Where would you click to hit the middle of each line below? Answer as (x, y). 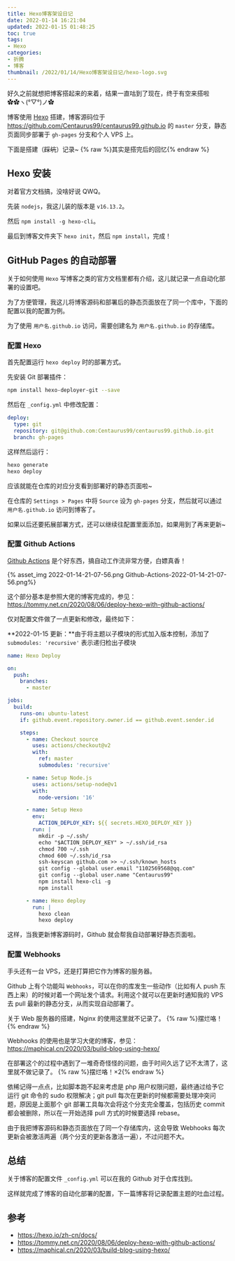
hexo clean (54, 914)
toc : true (22, 33)
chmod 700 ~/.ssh (64, 849)
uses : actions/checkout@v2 (72, 746)
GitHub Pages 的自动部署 (62, 260)
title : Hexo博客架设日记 (40, 14)
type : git (28, 424)
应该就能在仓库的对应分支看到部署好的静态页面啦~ (80, 486)
